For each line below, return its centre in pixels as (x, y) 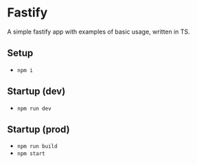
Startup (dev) (36, 92)
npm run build (37, 147)
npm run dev (34, 108)
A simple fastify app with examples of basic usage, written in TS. (98, 32)
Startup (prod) (38, 129)
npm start (31, 154)
